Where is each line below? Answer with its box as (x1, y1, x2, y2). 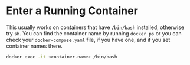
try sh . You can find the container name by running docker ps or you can (6, 30, 182, 37)
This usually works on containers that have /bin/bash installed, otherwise (6, 24, 185, 31)
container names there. (6, 43, 63, 50)
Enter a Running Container (6, 4, 139, 18)
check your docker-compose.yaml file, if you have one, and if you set (6, 36, 171, 43)
